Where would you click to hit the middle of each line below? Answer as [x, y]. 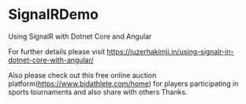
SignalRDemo [53, 15]
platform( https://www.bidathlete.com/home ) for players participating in [123, 84]
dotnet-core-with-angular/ [51, 60]
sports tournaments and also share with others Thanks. [98, 91]
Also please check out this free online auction [82, 75]
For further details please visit [57, 51]
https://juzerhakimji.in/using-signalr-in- [170, 51]
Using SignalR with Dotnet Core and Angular [80, 36]
